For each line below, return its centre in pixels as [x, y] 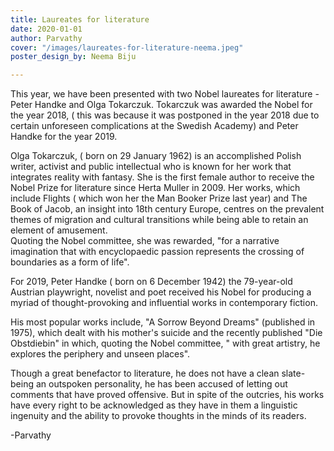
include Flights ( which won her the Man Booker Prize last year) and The [159, 198]
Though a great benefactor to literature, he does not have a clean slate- [158, 373]
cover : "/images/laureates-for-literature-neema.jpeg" [127, 47]
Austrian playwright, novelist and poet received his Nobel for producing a [161, 292]
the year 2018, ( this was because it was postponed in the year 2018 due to [165, 115]
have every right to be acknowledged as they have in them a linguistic [154, 405]
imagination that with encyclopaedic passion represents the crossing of [157, 252]
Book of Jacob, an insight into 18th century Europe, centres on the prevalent [167, 209]
